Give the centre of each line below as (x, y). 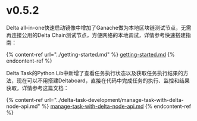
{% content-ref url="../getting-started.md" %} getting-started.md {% (90, 54)
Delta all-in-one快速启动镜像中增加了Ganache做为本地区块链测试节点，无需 (99, 27)
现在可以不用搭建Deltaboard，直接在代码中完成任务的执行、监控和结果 (103, 80)
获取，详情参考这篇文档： (37, 88)
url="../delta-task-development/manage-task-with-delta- (114, 100)
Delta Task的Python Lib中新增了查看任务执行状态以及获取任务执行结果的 (95, 73)
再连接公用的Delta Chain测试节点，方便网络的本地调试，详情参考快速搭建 (96, 35)
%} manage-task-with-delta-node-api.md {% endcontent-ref (116, 106)
